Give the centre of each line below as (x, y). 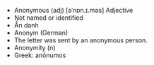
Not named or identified (48, 18)
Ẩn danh (26, 25)
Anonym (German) (41, 32)
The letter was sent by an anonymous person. (81, 40)
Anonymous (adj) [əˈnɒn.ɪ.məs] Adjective (73, 10)
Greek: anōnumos (40, 55)
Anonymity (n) (35, 48)
